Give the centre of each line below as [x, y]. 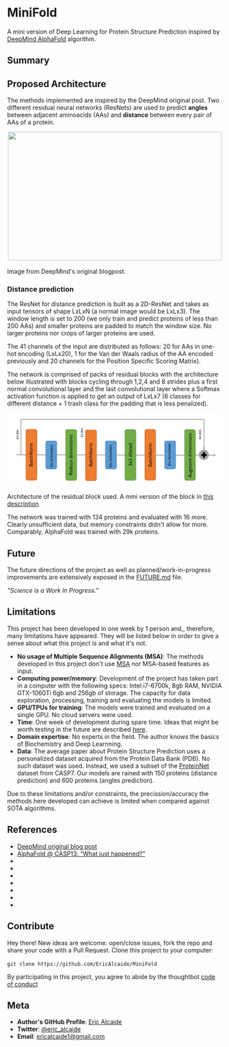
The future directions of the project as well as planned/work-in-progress [109, 570]
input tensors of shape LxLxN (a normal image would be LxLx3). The [104, 311]
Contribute [31, 927]
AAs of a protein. [31, 122]
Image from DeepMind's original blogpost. [67, 272]
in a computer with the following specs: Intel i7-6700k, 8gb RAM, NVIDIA [119, 685]
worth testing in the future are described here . [82, 729]
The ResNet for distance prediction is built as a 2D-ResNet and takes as [108, 304]
